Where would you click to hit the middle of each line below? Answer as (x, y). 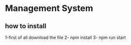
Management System (49, 8)
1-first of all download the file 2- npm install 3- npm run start (65, 37)
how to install (26, 26)
